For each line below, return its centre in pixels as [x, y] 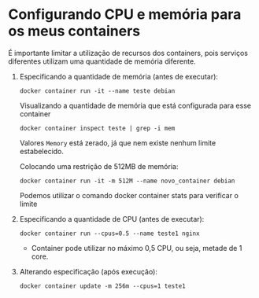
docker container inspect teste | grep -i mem [97, 128]
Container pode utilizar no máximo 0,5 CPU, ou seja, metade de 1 [137, 248]
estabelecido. [42, 151]
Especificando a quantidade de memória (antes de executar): [119, 76]
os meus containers [74, 31]
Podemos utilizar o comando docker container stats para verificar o [129, 195]
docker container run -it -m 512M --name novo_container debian [127, 181]
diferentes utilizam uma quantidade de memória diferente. [102, 61]
